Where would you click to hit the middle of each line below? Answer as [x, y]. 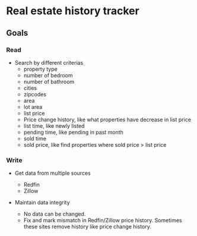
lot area [33, 107]
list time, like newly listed [54, 125]
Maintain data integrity [42, 203]
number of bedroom [48, 75]
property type [40, 69]
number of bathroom [49, 81]
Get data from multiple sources [53, 173]
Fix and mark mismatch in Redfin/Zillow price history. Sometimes [103, 221]
